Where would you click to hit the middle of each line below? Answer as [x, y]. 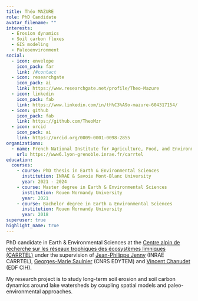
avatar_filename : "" [32, 22]
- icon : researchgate [38, 77]
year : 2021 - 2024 [44, 182]
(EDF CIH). [19, 267]
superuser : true [26, 220]
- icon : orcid [29, 127]
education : [19, 160]
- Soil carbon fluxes [38, 39]
